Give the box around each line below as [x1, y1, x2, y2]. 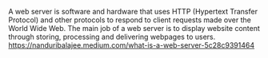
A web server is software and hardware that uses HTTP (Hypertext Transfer [8, 7, 258, 16]
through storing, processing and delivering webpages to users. [8, 32, 216, 41]
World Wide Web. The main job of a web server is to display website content [8, 24, 260, 33]
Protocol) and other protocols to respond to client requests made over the [8, 15, 252, 25]
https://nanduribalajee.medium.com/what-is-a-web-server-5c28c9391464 [8, 41, 254, 50]
